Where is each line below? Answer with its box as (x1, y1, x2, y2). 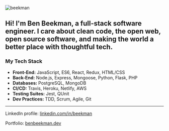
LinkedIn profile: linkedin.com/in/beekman (5, 110, 93, 116)
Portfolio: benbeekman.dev (5, 120, 61, 126)
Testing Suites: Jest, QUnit (12, 90, 69, 96)
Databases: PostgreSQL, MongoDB (12, 80, 87, 86)
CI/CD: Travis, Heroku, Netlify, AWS (12, 85, 87, 91)
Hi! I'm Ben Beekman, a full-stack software (5, 19, 142, 28)
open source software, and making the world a (5, 35, 154, 44)
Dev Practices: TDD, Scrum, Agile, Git (12, 96, 92, 102)
